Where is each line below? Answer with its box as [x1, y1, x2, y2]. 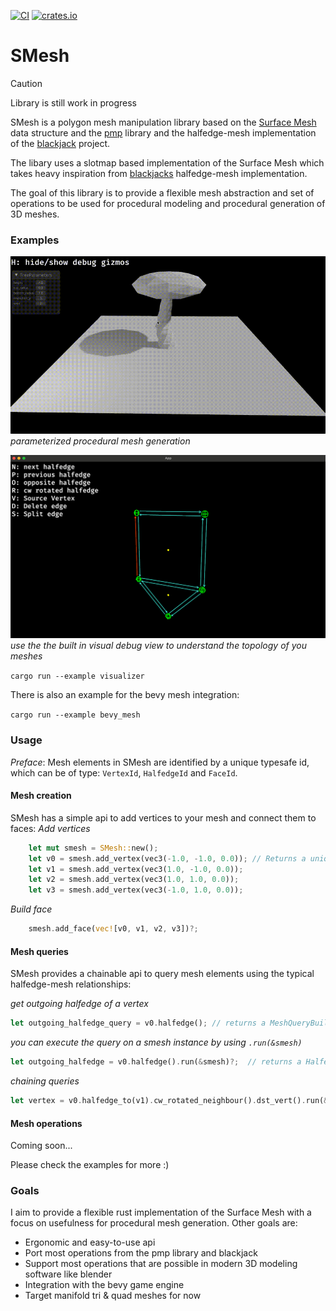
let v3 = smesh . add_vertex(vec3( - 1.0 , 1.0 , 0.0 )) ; [28, 885, 244, 895]
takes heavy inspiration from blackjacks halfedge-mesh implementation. [10, 167, 308, 179]
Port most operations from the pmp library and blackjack [24, 1247, 258, 1259]
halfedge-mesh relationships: [10, 978, 132, 990]
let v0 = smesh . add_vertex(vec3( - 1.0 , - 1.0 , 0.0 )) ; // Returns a [28, 853, 307, 864]
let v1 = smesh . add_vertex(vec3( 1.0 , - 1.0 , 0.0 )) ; [28, 864, 244, 874]
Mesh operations [10, 1117, 83, 1129]
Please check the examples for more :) [10, 1159, 170, 1171]
